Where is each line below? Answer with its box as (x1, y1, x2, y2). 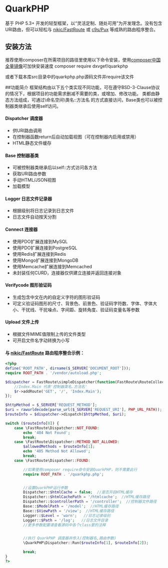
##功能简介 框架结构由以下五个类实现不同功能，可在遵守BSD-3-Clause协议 (5, 84, 160, 90)
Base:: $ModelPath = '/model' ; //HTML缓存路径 (23, 504, 119, 509)
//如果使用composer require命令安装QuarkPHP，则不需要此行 (23, 467, 137, 472)
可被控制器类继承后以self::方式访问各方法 (12, 165, 97, 171)
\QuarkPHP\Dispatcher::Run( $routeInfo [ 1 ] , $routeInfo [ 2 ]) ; (23, 540, 149, 545)
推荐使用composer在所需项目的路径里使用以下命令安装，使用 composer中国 (5, 57, 161, 63)
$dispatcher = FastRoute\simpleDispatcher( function (5, 379, 115, 384)
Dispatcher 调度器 (5, 116, 43, 122)
